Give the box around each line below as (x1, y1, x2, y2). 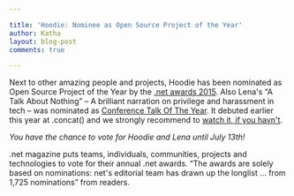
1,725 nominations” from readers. (9, 177, 131, 188)
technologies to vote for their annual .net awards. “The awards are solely (9, 158, 274, 169)
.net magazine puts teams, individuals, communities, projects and (9, 149, 247, 160)
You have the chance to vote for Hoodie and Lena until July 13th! (9, 132, 245, 142)
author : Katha (9, 28, 62, 38)
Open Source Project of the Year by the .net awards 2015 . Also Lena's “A (9, 87, 274, 97)
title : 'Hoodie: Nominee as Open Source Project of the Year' (9, 20, 243, 29)
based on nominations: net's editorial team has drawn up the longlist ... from (9, 168, 286, 178)
